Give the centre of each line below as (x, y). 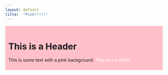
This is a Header (42, 46)
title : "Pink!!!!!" (27, 14)
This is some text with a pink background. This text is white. (70, 60)
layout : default (22, 10)
